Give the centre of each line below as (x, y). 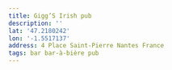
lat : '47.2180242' (39, 31)
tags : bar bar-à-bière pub (54, 53)
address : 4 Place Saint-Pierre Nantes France (86, 46)
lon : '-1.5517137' (39, 38)
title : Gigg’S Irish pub (50, 16)
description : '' (36, 23)
